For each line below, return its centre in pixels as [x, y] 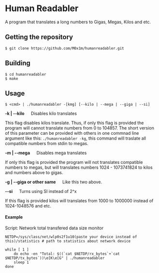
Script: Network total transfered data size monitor [54, 228]
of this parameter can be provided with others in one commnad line [72, 133]
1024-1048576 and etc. [28, 206]
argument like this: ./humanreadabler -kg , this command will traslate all [76, 138]
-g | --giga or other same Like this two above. [54, 182]
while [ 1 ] [17, 249]
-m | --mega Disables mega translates [46, 153]
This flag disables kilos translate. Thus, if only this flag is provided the [74, 123]
